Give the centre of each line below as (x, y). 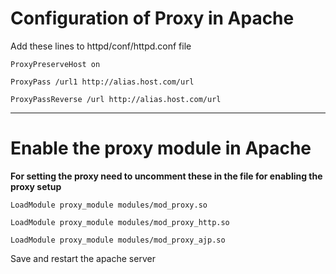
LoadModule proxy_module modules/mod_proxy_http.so (120, 222)
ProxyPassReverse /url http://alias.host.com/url (116, 99)
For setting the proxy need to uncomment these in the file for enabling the (166, 176)
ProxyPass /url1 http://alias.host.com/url (102, 82)
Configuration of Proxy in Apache (152, 18)
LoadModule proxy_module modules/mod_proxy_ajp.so (118, 240)
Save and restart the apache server (83, 258)
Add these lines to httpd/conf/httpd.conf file (101, 46)
